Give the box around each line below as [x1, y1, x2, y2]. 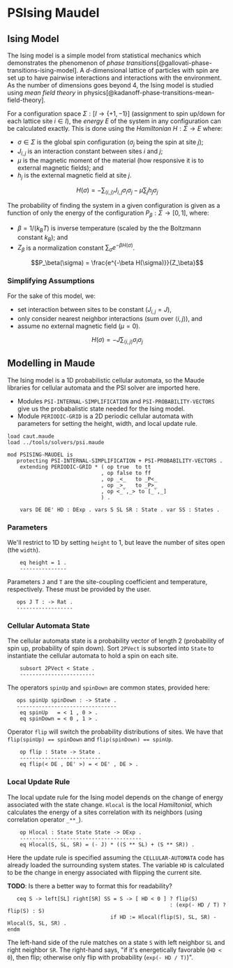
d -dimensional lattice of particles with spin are [86, 66, 220, 74]
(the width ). [7, 546, 40, 554]
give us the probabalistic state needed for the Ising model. [17, 404, 186, 413]
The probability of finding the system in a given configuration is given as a [7, 201, 220, 210]
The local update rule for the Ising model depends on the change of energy [7, 792, 223, 802]
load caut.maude [7, 432, 54, 440]
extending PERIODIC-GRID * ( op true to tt [20, 463, 151, 470]
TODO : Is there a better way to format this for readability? [7, 881, 172, 890]
